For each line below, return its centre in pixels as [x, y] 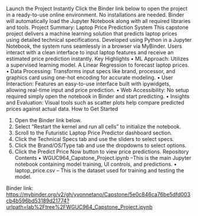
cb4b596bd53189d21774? [38, 201]
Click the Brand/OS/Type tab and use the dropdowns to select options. [100, 145]
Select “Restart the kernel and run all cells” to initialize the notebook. [98, 127]
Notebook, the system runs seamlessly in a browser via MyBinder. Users [94, 46]
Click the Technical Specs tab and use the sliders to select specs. [94, 139]
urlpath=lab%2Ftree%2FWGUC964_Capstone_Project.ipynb [79, 207]
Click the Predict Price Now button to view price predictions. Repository [102, 152]
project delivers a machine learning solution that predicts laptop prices [92, 34]
